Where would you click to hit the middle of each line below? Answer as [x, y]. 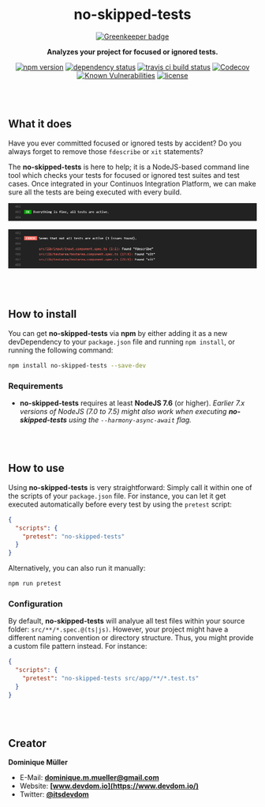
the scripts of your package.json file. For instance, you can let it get [117, 496]
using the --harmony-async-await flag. [130, 420]
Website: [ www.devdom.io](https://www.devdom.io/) [109, 786]
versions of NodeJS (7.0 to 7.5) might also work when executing [123, 411]
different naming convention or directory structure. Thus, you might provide [131, 638]
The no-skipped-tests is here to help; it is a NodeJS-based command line [129, 167]
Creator [28, 743]
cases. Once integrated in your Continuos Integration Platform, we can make [132, 183]
